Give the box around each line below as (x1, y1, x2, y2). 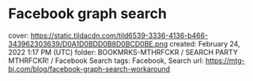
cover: (8, 31, 29, 40)
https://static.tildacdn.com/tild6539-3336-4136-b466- (30, 31, 209, 40)
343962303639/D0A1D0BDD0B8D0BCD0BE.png (8, 39, 168, 48)
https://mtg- (205, 56, 245, 65)
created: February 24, (169, 39, 240, 48)
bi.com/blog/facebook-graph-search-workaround (8, 64, 171, 73)
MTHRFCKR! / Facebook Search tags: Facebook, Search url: (8, 56, 204, 65)
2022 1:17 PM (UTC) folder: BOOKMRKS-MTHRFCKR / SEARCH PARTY (8, 47, 239, 57)
